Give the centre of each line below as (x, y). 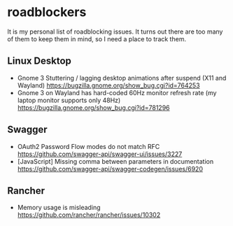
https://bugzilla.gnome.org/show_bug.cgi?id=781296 (93, 107)
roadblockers (47, 12)
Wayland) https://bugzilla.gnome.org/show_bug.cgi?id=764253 (109, 85)
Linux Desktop (40, 61)
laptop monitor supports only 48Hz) (69, 100)
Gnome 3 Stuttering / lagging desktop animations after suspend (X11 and (122, 78)
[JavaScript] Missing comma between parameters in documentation (115, 161)
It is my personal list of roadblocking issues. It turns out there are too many (115, 31)
